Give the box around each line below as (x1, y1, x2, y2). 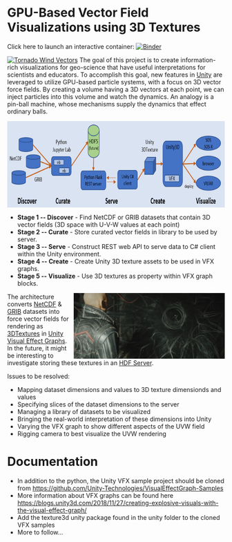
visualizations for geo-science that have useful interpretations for (19, 63, 206, 71)
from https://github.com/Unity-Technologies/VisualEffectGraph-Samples (17, 484, 224, 492)
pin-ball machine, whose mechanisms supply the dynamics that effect (7, 100, 207, 108)
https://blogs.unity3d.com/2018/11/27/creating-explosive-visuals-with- (17, 498, 219, 507)
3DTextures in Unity (7, 329, 64, 337)
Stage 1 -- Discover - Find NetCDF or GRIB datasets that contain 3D (17, 213, 211, 221)
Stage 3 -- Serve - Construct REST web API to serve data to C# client (17, 242, 216, 250)
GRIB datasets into (7, 307, 60, 315)
